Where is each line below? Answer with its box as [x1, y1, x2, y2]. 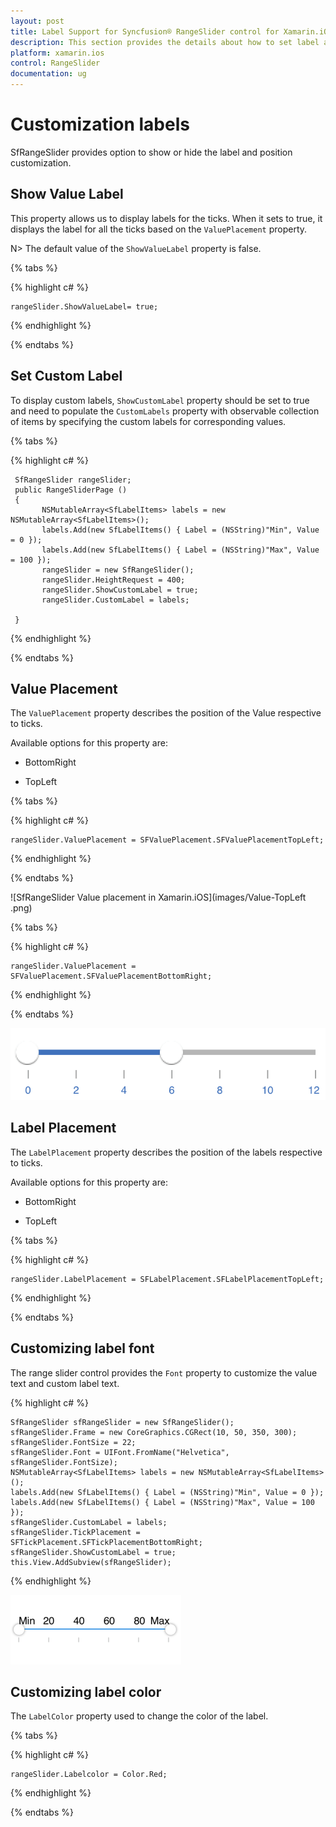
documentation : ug [10, 69, 87, 79]
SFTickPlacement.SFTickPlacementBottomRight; [10, 1537, 203, 1547]
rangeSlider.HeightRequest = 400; [41, 575, 186, 585]
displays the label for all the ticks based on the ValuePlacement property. [10, 223, 308, 235]
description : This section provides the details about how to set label [10, 37, 320, 47]
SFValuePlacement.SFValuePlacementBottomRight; [10, 971, 213, 982]
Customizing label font [10, 1340, 155, 1357]
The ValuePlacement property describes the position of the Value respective [10, 707, 322, 719]
